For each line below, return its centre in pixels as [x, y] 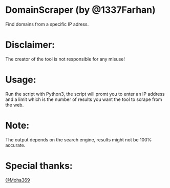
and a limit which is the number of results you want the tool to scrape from [84, 99]
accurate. [15, 145]
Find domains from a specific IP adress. [47, 24]
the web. [15, 105]
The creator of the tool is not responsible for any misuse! [65, 59]
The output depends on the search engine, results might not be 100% [79, 139]
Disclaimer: [30, 45]
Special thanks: [39, 166]
